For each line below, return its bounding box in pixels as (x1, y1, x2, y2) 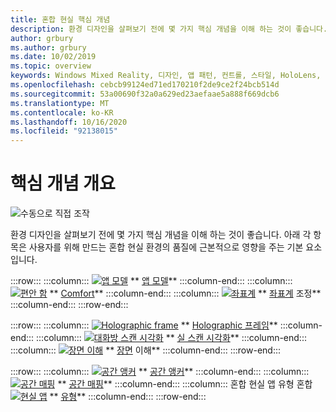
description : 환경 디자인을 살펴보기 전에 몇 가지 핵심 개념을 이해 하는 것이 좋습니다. (10, 24, 328, 34)
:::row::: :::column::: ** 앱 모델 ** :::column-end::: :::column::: (10, 275, 293, 287)
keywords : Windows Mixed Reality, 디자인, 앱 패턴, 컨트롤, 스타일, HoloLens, (10, 71, 322, 81)
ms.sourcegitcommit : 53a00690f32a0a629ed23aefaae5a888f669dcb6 (10, 89, 280, 99)
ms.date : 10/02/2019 (10, 52, 97, 62)
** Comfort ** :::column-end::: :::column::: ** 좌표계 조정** (49, 287, 322, 300)
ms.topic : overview (10, 61, 92, 71)
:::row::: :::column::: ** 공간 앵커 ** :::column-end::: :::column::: (10, 366, 310, 378)
